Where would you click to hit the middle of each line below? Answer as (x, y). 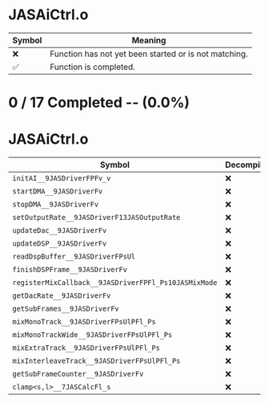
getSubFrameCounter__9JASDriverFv (78, 374)
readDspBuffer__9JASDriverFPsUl (74, 257)
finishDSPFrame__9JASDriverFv (70, 270)
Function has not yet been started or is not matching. (149, 54)
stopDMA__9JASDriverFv (55, 205)
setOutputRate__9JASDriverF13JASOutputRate (96, 218)
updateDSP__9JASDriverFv (60, 244)
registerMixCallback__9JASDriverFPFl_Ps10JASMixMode (115, 283)
